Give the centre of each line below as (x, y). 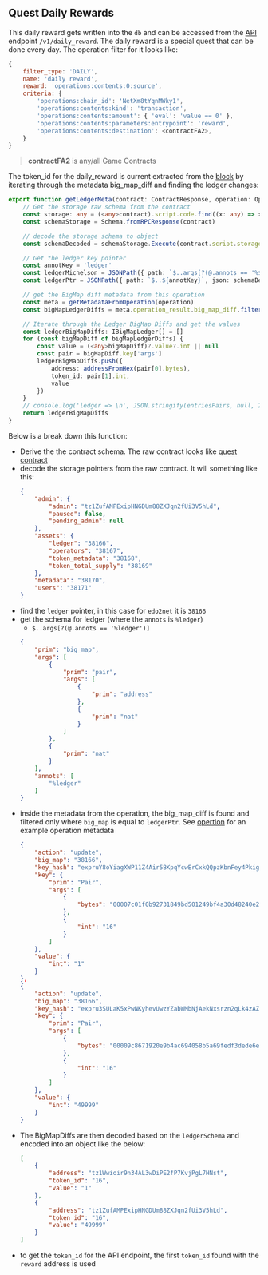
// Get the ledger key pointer (75, 258)
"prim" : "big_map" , (67, 649)
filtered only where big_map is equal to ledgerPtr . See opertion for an (133, 822)
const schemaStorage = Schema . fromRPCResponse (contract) (119, 222)
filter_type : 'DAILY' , (60, 71)
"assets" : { (54, 536)
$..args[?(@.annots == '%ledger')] (91, 629)
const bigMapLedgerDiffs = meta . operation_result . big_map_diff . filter (142, 310)
